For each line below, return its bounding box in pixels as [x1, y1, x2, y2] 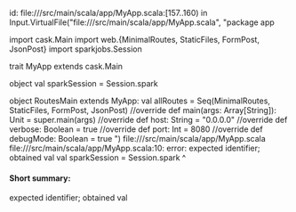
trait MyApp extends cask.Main [9, 61, 123, 71]
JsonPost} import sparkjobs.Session [9, 44, 142, 54]
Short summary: [9, 173, 71, 183]
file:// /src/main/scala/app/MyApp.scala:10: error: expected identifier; [9, 143, 260, 153]
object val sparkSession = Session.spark [9, 78, 158, 88]
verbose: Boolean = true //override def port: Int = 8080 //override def [9, 124, 264, 135]
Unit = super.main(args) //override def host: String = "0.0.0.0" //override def [9, 115, 288, 125]
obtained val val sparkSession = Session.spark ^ [9, 152, 187, 163]
